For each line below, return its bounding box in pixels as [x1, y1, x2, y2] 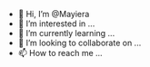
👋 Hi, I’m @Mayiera [17, 9, 90, 19]
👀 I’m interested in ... [17, 18, 95, 29]
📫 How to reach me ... [17, 48, 103, 58]
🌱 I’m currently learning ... [17, 28, 115, 38]
